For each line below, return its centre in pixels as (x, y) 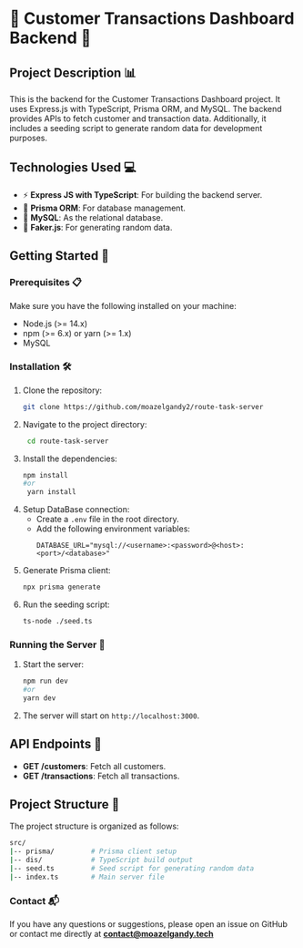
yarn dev (39, 698)
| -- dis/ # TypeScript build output (101, 860)
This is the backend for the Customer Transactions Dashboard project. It (145, 99)
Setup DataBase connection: (76, 510)
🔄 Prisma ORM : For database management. (104, 208)
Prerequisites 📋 (45, 283)
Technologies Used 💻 (73, 168)
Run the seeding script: (66, 604)
